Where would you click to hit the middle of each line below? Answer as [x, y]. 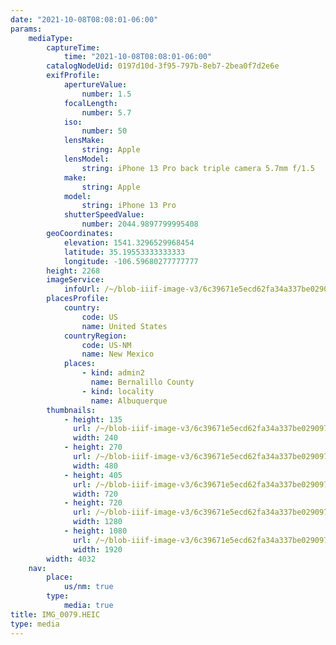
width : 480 [95, 466]
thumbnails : [71, 410]
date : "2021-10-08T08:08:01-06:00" [84, 19]
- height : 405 [93, 475]
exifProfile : [73, 76]
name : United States [124, 326]
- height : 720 [93, 503]
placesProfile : [78, 299]
